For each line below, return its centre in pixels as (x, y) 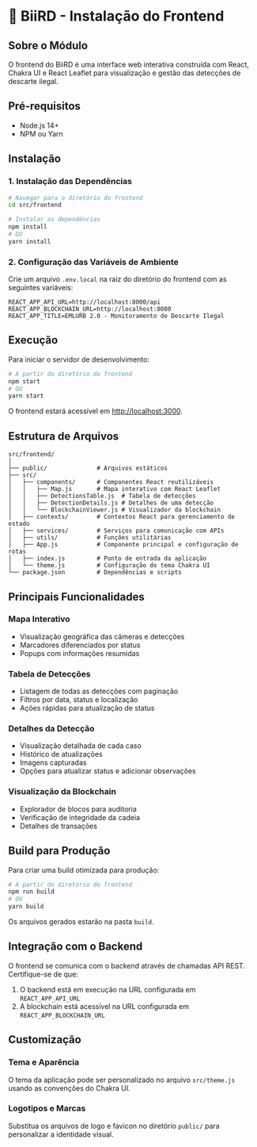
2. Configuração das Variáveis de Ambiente (94, 262)
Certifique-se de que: (43, 974)
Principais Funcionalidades (76, 597)
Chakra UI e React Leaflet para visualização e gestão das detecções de (125, 73)
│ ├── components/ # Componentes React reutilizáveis (111, 482)
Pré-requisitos (45, 106)
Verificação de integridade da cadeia (80, 817)
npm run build (32, 892)
